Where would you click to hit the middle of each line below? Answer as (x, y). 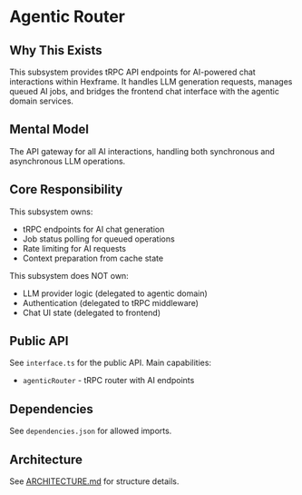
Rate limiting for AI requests (74, 248)
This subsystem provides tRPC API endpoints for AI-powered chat (132, 72)
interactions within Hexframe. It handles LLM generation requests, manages (151, 82)
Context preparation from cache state (93, 258)
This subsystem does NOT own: (69, 275)
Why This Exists (56, 50)
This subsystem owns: (51, 212)
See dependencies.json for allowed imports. (91, 431)
